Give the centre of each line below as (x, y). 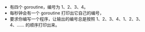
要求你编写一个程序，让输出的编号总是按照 (52, 19)
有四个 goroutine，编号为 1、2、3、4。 (49, 7)
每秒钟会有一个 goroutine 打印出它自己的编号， (57, 13)
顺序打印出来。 (45, 25)
